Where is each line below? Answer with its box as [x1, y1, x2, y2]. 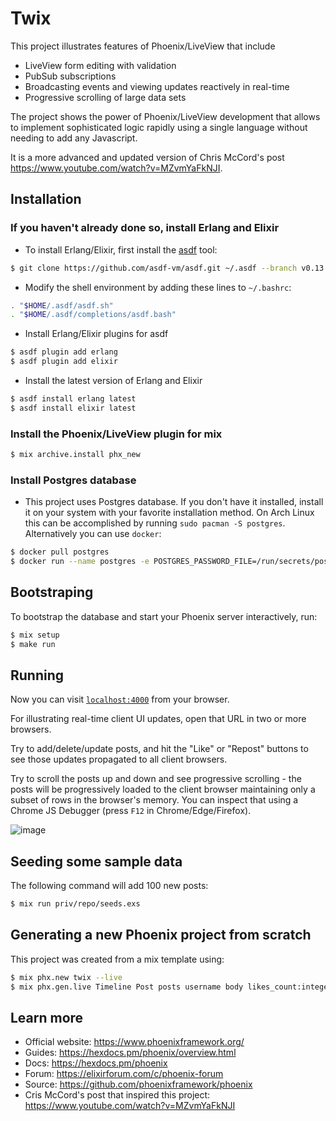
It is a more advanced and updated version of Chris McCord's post [10, 151, 285, 163]
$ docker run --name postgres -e [10, 557, 150, 567]
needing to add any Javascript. [10, 132, 138, 144]
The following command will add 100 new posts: [10, 880, 209, 892]
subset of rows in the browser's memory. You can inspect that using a [10, 794, 299, 806]
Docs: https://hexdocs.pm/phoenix [24, 1057, 168, 1069]
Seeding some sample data [10, 853, 183, 870]
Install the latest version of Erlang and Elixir [24, 375, 203, 386]
